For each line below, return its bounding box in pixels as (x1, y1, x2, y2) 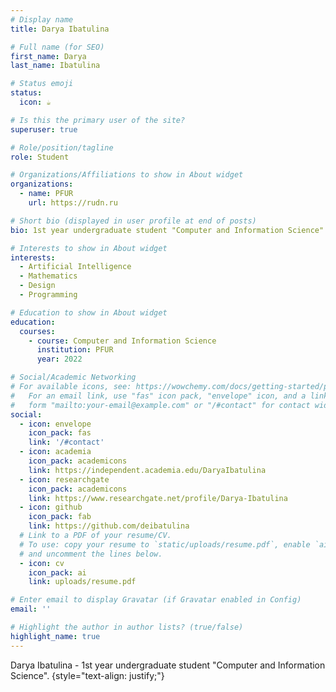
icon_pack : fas (28, 428, 92, 438)
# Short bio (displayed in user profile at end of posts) (10, 216, 257, 226)
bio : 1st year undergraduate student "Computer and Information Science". (10, 225, 329, 235)
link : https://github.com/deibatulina (28, 521, 190, 531)
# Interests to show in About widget (10, 243, 168, 253)
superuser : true (10, 124, 78, 135)
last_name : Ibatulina (10, 61, 101, 71)
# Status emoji (10, 79, 74, 89)
